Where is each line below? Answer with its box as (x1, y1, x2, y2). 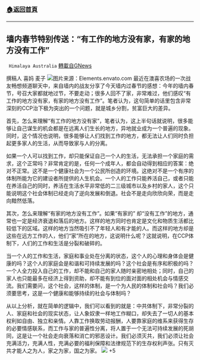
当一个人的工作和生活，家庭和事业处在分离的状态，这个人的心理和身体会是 (6, 253, 189, 260)
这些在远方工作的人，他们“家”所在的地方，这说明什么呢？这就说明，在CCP (6, 232, 189, 239)
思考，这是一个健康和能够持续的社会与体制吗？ (16, 290, 132, 297)
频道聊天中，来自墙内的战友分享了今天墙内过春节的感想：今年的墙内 (21, 82, 189, 90)
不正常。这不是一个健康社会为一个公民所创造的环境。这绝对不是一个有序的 (11, 167, 194, 174)
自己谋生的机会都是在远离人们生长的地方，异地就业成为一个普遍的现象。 (16, 125, 194, 132)
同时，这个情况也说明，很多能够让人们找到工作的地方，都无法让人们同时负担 (6, 133, 194, 140)
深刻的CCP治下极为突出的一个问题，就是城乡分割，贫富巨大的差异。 (6, 104, 174, 112)
